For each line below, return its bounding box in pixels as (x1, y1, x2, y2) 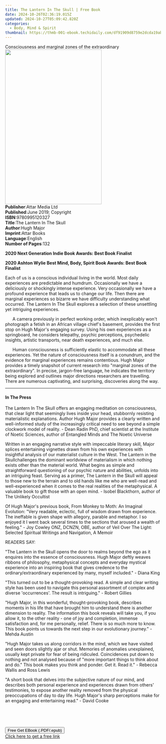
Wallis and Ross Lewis (5, 667, 50, 673)
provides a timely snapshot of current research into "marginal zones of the (5, 363, 157, 368)
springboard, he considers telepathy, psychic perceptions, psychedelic (5, 332, 150, 337)
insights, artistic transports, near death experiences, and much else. (5, 337, 144, 343)
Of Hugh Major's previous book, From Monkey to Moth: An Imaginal (5, 503, 142, 509)
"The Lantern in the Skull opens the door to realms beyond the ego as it (5, 549, 151, 555)
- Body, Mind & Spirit (9, 26, 56, 31)
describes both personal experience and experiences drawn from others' (5, 682, 154, 688)
